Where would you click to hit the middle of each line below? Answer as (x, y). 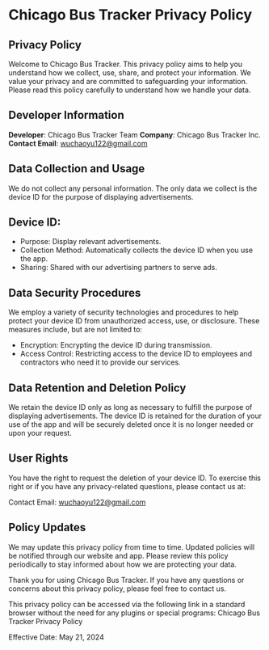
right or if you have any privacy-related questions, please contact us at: (127, 486)
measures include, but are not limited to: (76, 330)
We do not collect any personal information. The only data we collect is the (133, 188)
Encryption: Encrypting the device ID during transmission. (116, 345)
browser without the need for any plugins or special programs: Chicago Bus (134, 613)
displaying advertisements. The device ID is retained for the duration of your (135, 416)
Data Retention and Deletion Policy (97, 388)
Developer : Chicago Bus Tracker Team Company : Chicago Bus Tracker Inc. (134, 134)
